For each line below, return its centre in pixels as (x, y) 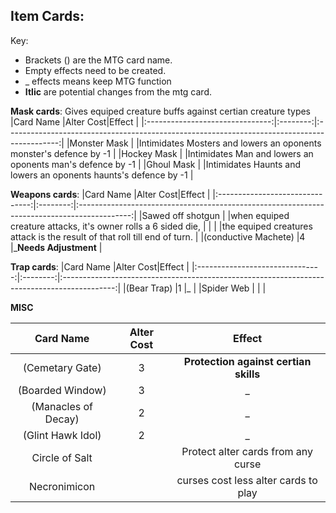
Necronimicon (62, 486)
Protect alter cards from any (247, 451)
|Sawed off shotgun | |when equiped (214, 215)
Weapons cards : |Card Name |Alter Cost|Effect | (110, 194)
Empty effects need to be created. (95, 70)
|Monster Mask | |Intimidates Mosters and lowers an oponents (194, 143)
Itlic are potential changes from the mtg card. (118, 91)
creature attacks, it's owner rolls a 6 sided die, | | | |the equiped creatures (161, 226)
